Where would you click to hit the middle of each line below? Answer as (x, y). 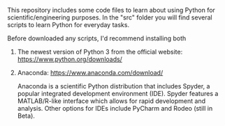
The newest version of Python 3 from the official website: (100, 52)
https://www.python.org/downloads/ (70, 59)
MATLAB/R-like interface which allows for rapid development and (111, 101)
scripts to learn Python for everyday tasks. (68, 25)
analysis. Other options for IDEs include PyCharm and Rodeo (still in (115, 108)
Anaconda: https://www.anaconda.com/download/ (90, 73)
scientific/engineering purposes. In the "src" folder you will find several (110, 17)
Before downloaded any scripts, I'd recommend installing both (97, 38)
